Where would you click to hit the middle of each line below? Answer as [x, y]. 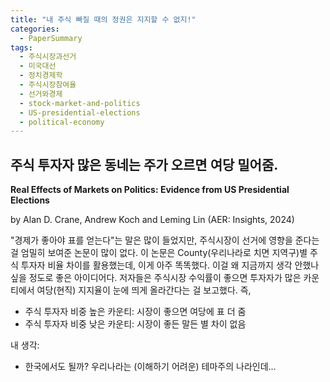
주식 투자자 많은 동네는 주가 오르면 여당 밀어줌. [144, 164]
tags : [21, 47]
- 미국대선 [38, 66]
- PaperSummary [51, 38]
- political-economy [62, 122]
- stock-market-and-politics [80, 103]
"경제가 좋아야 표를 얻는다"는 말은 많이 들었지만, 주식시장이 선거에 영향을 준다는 [165, 240]
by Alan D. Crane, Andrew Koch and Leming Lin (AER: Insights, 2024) [152, 220]
